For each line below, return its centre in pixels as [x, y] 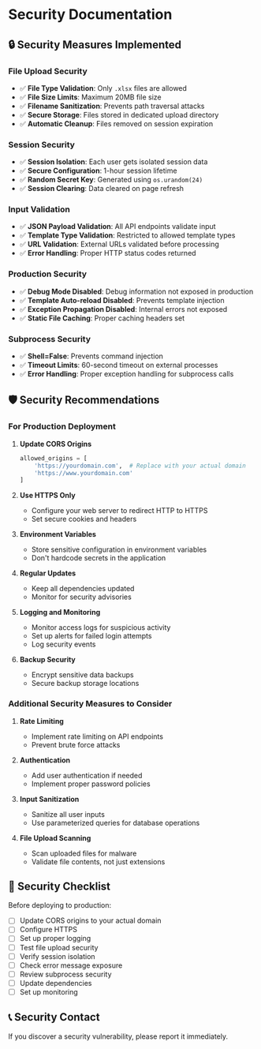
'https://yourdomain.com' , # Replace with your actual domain [140, 466]
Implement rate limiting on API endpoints [97, 736]
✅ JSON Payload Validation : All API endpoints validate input [117, 227]
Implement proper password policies [91, 784]
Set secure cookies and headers [84, 519]
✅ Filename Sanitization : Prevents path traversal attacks [112, 106]
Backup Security [48, 660]
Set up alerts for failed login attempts [91, 636]
